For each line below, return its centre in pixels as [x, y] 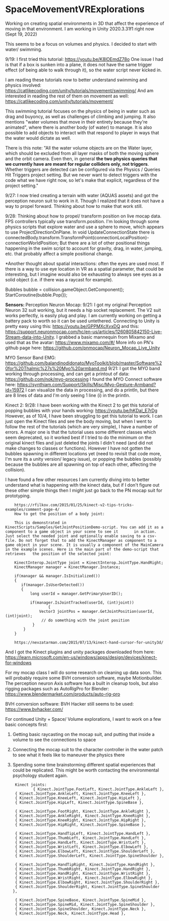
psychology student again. [40, 775]
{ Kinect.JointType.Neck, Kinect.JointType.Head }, [70, 913]
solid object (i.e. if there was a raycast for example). [59, 279]
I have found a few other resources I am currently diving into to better [77, 480]
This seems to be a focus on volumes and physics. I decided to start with [81, 44]
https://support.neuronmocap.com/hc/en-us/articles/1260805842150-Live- [84, 331]
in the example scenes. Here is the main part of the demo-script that [82, 549]
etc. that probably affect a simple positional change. [59, 253]
